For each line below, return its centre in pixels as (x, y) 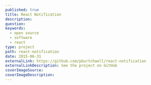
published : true (22, 10)
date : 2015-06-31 (23, 56)
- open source (24, 33)
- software (21, 38)
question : (15, 24)
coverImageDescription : (30, 75)
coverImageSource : (24, 70)
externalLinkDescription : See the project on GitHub (61, 65)
